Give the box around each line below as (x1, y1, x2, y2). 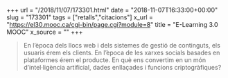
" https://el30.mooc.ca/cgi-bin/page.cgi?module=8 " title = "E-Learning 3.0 (6, 21, 219, 28)
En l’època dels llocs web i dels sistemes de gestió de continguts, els (23, 41, 221, 49)
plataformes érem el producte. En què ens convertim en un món (23, 56, 207, 64)
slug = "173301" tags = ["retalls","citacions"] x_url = (6, 13, 153, 21)
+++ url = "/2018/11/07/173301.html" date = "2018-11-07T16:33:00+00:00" (6, 6, 218, 14)
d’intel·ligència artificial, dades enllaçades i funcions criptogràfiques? (23, 64, 222, 71)
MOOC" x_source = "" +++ (6, 28, 83, 36)
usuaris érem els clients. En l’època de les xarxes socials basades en (23, 48, 220, 57)
